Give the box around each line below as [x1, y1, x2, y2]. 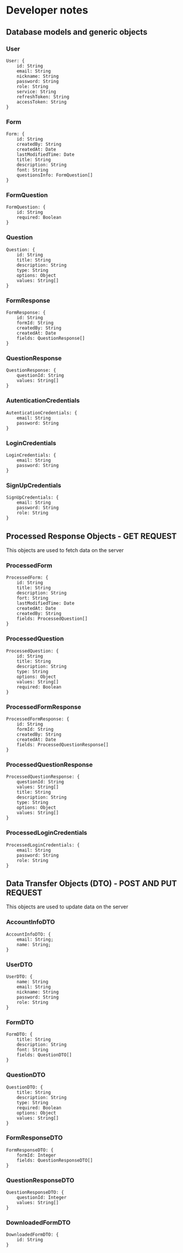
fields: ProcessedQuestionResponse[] [16, 741, 109, 747]
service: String [16, 89, 57, 95]
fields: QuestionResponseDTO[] [16, 1157, 93, 1163]
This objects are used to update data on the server [6, 903, 128, 910]
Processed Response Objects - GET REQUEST [6, 531, 177, 541]
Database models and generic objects [6, 27, 148, 37]
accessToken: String [16, 99, 67, 105]
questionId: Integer [16, 1195, 67, 1201]
